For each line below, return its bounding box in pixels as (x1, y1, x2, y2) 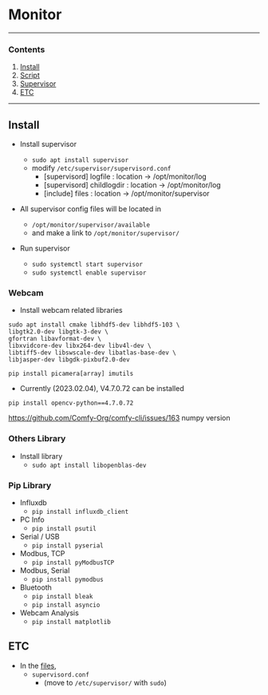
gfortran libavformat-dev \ (8, 335, 102, 343)
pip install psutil (31, 524, 97, 532)
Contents (8, 44, 45, 55)
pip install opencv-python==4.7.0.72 (8, 399, 134, 408)
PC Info (19, 515, 45, 524)
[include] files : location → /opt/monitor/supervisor (43, 189, 210, 199)
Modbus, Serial (19, 565, 70, 575)
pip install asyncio (31, 601, 100, 609)
